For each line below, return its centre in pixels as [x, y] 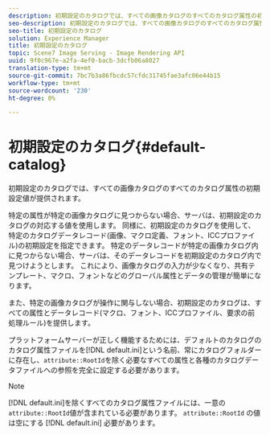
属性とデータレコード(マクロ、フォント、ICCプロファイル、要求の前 [142, 313]
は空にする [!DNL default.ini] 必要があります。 [84, 423]
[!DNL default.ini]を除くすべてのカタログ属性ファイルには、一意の [117, 403]
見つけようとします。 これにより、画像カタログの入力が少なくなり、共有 [129, 265]
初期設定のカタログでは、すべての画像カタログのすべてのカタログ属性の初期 [134, 188]
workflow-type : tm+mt [45, 83]
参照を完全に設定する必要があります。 [121, 370]
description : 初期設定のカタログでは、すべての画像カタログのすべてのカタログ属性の [133, 16]
